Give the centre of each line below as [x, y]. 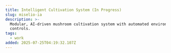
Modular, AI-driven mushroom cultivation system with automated [79, 24]
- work [17, 38]
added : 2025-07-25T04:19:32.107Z [41, 43]
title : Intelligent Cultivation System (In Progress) [64, 10]
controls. [20, 29]
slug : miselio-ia [24, 15]
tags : [11, 33]
